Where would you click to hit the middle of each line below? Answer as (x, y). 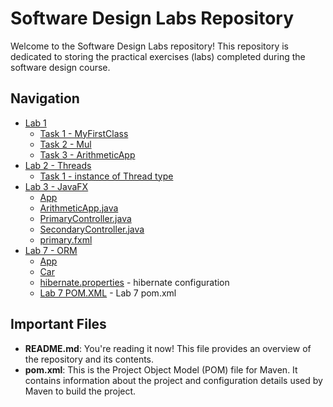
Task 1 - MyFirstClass (84, 133)
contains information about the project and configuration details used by (173, 380)
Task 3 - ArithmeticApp (87, 154)
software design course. (60, 67)
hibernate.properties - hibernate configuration (134, 282)
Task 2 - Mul (65, 144)
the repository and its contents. (89, 359)
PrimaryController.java (85, 218)
